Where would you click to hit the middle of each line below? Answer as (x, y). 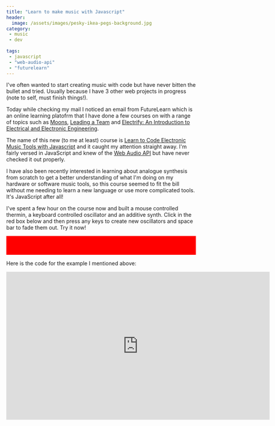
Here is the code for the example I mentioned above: (71, 263)
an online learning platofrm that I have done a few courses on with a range (98, 116)
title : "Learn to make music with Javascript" (66, 12)
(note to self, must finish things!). (47, 98)
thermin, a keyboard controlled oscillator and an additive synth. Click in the (99, 215)
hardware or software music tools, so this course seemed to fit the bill (93, 184)
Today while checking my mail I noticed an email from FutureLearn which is (99, 110)
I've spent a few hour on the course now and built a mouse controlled (92, 208)
